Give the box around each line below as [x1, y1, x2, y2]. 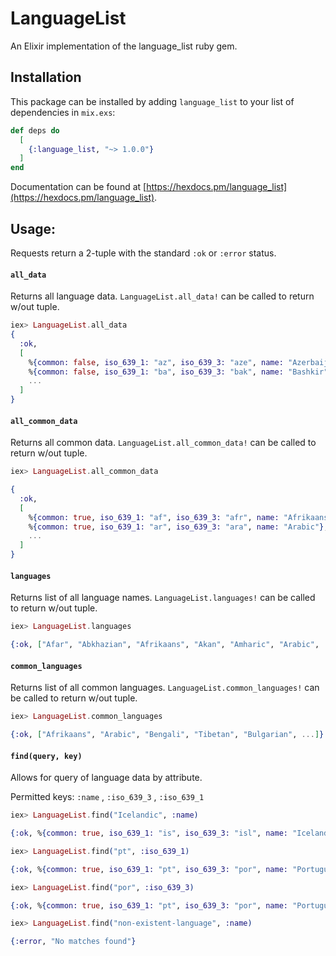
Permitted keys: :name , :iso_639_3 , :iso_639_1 [10, 791, 205, 803]
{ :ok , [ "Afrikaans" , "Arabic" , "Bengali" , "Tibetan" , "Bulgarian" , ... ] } [10, 730, 325, 740]
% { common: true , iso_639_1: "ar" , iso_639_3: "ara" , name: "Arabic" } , [28, 522, 329, 532]
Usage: [10, 220, 57, 237]
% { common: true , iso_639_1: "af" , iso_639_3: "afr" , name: [28, 512, 280, 522]
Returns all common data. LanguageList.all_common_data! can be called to [10, 437, 317, 449]
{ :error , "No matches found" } [10, 937, 137, 947]
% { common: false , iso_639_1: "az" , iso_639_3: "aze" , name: [28, 357, 284, 367]
